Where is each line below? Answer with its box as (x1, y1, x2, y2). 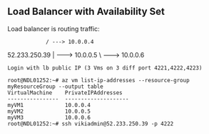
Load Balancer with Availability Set (7, 6, 165, 18)
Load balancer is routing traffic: (7, 24, 100, 33)
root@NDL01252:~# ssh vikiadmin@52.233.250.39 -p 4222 (7, 120, 174, 127)
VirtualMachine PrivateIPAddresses (7, 89, 123, 96)
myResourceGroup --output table (7, 83, 103, 90)
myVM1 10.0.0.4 (7, 101, 91, 108)
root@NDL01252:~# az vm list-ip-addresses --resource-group (7, 77, 190, 84)
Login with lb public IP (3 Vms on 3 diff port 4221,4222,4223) (7, 64, 203, 72)
